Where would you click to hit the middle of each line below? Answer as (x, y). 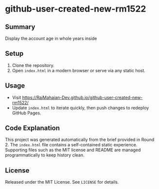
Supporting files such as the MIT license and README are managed (73, 150)
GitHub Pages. (26, 113)
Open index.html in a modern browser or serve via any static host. (79, 70)
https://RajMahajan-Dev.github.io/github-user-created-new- (82, 97)
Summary (20, 27)
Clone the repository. (33, 65)
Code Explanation (32, 128)
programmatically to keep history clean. (45, 155)
